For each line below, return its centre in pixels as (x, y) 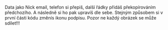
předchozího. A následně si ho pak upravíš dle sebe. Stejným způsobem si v (84, 12)
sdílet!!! (12, 23)
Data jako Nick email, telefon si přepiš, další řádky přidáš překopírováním (80, 7)
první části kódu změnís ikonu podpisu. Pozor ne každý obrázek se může (81, 18)
